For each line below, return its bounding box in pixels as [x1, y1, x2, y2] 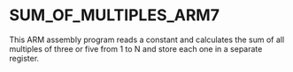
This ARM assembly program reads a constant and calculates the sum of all [9, 34, 285, 45]
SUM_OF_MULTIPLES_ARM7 [9, 5, 220, 25]
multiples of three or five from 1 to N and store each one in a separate [9, 43, 263, 54]
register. [9, 53, 40, 63]
